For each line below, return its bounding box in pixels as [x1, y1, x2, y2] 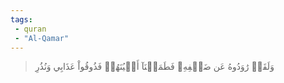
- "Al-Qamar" [14, 33, 70, 43]
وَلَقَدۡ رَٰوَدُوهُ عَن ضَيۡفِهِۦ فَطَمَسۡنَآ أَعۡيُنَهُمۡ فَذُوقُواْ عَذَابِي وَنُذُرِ [34, 61, 275, 73]
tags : [10, 14, 33, 25]
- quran [14, 24, 47, 34]
